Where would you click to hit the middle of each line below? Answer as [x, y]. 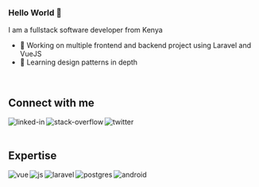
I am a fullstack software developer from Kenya [85, 30]
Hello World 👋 [35, 13]
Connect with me [52, 103]
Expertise [33, 156]
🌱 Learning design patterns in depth [78, 62]
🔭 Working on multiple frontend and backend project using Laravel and [135, 45]
